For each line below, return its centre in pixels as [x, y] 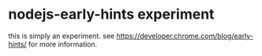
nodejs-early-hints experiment [111, 14]
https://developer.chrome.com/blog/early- [185, 36]
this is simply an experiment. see [62, 36]
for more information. [63, 44]
